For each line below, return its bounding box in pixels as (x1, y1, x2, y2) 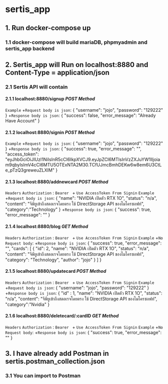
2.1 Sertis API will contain (5, 83, 68, 90)
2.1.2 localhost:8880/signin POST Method (5, 129, 95, 135)
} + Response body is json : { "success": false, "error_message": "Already (5, 112, 156, 119)
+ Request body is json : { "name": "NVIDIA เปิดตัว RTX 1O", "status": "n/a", (5, 195, 157, 201)
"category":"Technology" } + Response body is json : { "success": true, (5, 206, 151, 212)
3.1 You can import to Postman (5, 372, 81, 379)
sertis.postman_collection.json (5, 357, 105, 366)
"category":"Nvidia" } (5, 301, 50, 308)
